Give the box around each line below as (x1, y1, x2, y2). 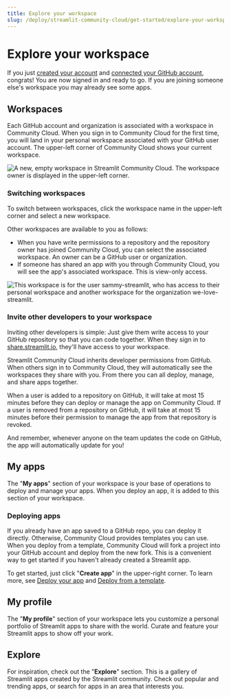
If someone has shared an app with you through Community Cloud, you (16, 260, 220, 268)
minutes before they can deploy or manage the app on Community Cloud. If (7, 398, 221, 406)
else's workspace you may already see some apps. (7, 83, 153, 91)
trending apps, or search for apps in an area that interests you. (7, 682, 184, 690)
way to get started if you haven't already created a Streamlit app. (7, 555, 191, 564)
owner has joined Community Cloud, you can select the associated (16, 245, 207, 254)
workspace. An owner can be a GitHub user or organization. (16, 252, 188, 261)
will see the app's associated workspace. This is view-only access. (16, 267, 208, 276)
